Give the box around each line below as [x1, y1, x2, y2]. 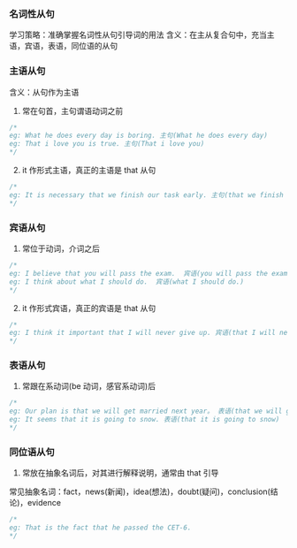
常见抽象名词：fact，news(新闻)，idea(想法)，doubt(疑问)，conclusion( [9, 486, 271, 497]
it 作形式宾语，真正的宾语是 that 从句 [21, 302, 156, 313]
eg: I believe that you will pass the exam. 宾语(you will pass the [9, 269, 268, 278]
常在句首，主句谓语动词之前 [21, 105, 124, 116]
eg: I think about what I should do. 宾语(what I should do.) [9, 277, 245, 286]
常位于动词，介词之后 [21, 243, 100, 254]
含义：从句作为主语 [9, 87, 80, 97]
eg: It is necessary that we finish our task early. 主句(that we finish [9, 190, 285, 200]
